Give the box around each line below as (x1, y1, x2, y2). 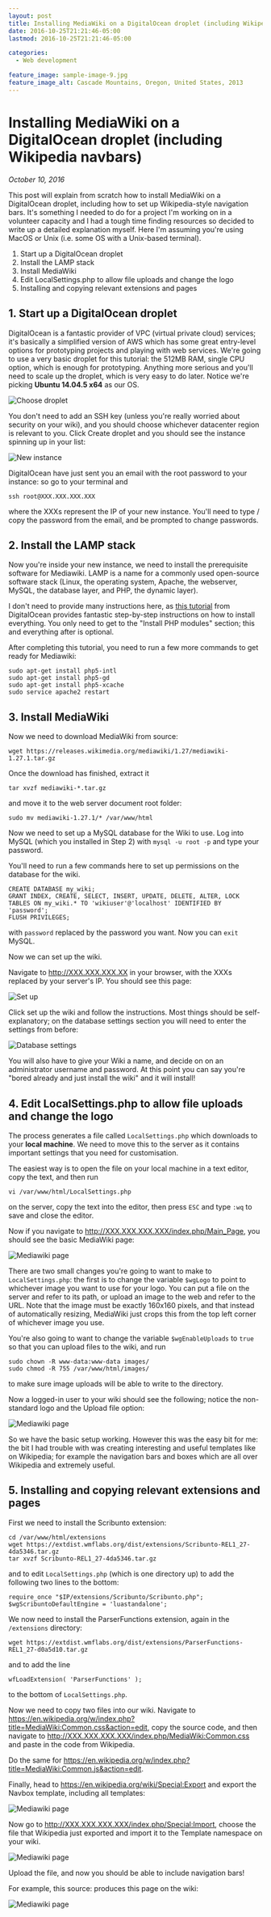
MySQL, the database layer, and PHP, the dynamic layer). (8, 585, 199, 595)
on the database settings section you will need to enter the (51, 1016, 247, 1026)
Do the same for (8, 1755, 62, 1765)
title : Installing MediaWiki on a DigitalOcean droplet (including (8, 19, 240, 27)
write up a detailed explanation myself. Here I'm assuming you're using (8, 224, 244, 234)
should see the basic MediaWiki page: (8, 1235, 135, 1244)
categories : (8, 49, 48, 57)
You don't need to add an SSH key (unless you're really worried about (8, 411, 240, 420)
